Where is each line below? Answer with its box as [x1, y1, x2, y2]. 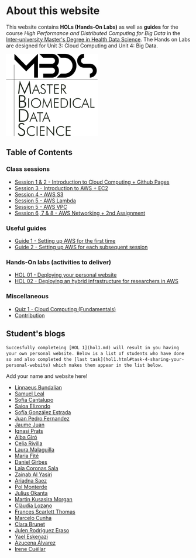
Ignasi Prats [14, 428, 43, 435]
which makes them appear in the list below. [53, 363, 164, 368]
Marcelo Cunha [14, 515, 52, 522]
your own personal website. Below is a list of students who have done [6, 351, 184, 357]
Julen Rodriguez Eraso [14, 527, 70, 534]
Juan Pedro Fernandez [14, 415, 70, 422]
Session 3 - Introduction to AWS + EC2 [14, 184, 108, 191]
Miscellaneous [6, 292, 49, 301]
